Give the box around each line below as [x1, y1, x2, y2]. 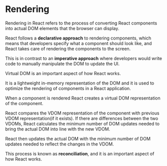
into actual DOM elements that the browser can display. [5, 25, 119, 31]
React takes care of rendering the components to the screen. [5, 45, 131, 51]
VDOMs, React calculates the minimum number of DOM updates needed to [5, 120, 160, 126]
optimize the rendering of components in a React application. [5, 85, 131, 91]
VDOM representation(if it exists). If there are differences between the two [5, 115, 158, 121]
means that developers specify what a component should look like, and [5, 40, 152, 46]
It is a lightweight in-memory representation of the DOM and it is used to [5, 80, 154, 86]
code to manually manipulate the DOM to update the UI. [5, 60, 120, 66]
